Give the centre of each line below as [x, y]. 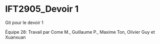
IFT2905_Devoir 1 [42, 9]
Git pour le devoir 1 [24, 22]
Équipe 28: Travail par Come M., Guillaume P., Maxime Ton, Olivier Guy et [80, 32]
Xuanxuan [16, 37]
